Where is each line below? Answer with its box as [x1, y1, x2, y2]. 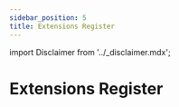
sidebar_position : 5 [9, 13, 88, 23]
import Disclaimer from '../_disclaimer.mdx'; [9, 46, 171, 57]
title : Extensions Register [9, 22, 116, 31]
